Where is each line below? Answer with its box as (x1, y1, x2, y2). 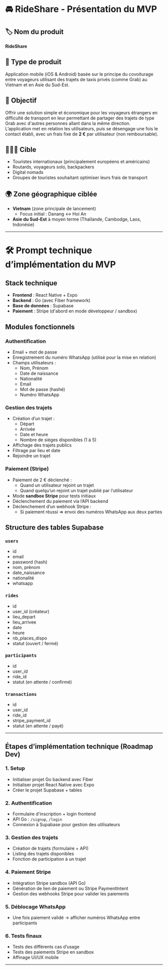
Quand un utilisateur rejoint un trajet (19, 482, 94, 488)
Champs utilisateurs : (12, 359, 56, 365)
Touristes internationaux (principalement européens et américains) (12, 158, 150, 165)
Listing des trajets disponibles (12, 851, 74, 857)
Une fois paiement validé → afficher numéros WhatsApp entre (12, 914, 140, 920)
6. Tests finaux (5, 932, 42, 939)
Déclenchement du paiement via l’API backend (12, 498, 108, 504)
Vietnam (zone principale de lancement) (12, 206, 96, 212)
